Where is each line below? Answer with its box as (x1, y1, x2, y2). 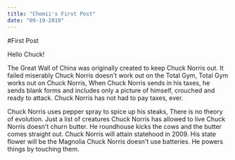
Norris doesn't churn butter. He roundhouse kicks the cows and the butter (7, 122, 222, 130)
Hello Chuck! (7, 50, 45, 59)
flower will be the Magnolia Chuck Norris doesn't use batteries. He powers (7, 137, 224, 145)
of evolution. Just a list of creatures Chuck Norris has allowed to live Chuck (7, 114, 226, 123)
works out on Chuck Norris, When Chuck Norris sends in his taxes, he (7, 78, 210, 87)
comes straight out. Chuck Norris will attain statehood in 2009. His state (7, 130, 217, 138)
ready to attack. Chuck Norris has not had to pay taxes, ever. (7, 93, 184, 102)
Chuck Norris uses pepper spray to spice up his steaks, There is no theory (7, 107, 223, 116)
